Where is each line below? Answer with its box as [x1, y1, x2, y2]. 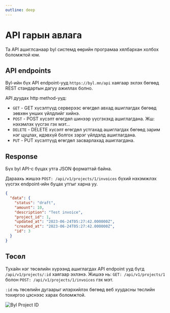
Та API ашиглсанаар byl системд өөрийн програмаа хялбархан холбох [5, 46, 159, 52]
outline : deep [5, 7, 36, 13]
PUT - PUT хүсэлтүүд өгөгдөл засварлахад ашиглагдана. [12, 137, 135, 144]
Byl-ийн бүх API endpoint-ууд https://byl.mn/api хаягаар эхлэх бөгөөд [5, 80, 159, 86]
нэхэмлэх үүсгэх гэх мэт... [12, 121, 70, 127]
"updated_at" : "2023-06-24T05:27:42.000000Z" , [14, 219, 115, 224]
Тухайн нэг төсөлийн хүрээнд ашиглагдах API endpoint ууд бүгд [5, 266, 145, 272]
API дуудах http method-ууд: [5, 95, 67, 101]
